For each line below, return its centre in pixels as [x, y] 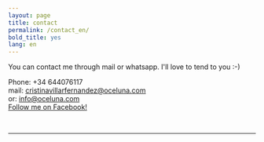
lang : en [22, 45]
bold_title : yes [35, 37]
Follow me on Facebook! [48, 107]
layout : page [29, 15]
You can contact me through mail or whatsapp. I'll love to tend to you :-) [125, 67]
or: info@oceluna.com [44, 99]
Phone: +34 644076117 [46, 82]
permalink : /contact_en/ [49, 30]
